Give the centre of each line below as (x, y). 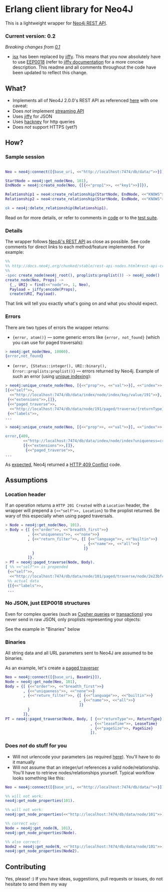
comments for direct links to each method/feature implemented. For (75, 247)
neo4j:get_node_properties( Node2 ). (42, 851)
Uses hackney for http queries (43, 122)
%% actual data (23, 581)
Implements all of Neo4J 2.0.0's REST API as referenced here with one (85, 101)
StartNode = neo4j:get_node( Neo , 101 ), (47, 181)
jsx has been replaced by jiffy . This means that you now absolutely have (86, 57)
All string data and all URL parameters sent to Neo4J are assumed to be (79, 653)
